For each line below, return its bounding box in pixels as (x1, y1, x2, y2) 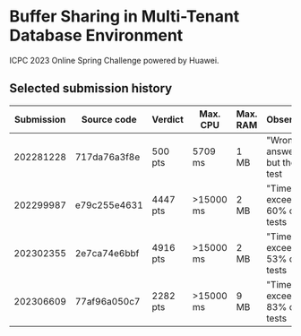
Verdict (151, 113, 184, 125)
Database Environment (9, 25, 184, 46)
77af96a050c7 (74, 295, 141, 307)
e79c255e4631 (74, 199, 143, 211)
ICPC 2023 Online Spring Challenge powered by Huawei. (9, 55, 219, 65)
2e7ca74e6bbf (74, 246, 140, 259)
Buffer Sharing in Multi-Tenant (9, 6, 240, 27)
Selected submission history (9, 81, 173, 96)
